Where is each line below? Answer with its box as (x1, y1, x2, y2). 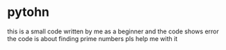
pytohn (7, 4, 50, 20)
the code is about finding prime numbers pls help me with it (7, 34, 178, 42)
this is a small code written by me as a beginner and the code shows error (7, 27, 219, 35)
